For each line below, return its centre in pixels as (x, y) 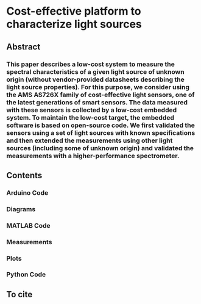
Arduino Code (27, 192)
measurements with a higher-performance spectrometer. (93, 156)
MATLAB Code (28, 225)
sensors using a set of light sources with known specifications (101, 132)
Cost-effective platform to (74, 11)
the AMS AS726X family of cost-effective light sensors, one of (100, 95)
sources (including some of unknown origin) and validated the (100, 148)
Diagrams (21, 209)
